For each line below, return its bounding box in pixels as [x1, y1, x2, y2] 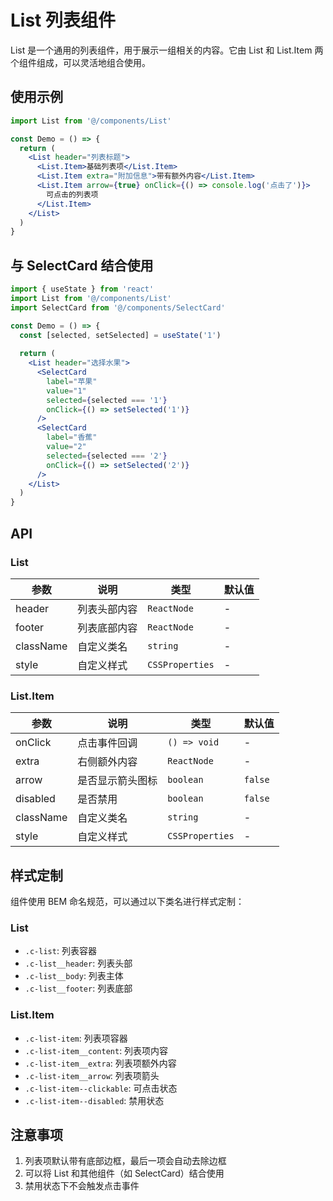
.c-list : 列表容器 [24, 945, 97, 957]
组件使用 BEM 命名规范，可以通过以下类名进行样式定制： [10, 895, 245, 907]
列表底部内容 [77, 621, 138, 635]
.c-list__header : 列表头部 [24, 957, 133, 970]
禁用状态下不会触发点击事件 [24, 1180, 140, 1192]
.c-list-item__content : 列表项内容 [24, 1044, 169, 1056]
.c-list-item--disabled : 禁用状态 [24, 1094, 165, 1106]
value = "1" [46, 386, 87, 396]
